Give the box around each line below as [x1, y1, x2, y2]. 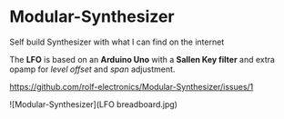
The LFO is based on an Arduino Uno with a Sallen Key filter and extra [9, 54, 276, 64]
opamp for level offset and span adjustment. [9, 64, 176, 74]
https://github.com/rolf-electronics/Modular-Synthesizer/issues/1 [9, 81, 254, 92]
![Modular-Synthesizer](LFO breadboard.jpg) [9, 98, 177, 110]
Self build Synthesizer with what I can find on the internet [9, 36, 225, 47]
